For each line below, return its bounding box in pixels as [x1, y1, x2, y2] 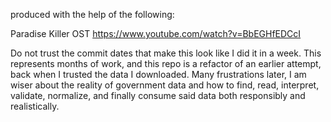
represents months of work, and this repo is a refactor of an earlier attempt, [10, 58, 322, 69]
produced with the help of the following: [10, 9, 175, 20]
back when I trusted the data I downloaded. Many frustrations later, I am [10, 69, 307, 80]
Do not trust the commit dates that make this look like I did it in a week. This [10, 47, 322, 59]
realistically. [10, 100, 60, 112]
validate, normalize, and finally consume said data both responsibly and [10, 90, 306, 101]
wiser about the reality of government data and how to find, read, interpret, [10, 79, 320, 91]
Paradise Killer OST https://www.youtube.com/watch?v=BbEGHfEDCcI [10, 28, 302, 39]
